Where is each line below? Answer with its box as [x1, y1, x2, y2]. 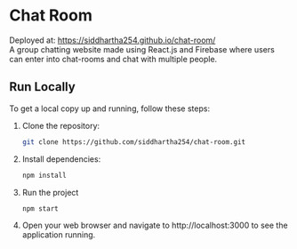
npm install [21, 171, 67, 180]
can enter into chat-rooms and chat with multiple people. [9, 53, 218, 64]
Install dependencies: [21, 153, 101, 165]
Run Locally [9, 79, 76, 94]
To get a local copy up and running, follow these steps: [9, 103, 211, 114]
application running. [21, 229, 96, 240]
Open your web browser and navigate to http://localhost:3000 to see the [21, 220, 288, 231]
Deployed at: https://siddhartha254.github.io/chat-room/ [9, 35, 216, 45]
